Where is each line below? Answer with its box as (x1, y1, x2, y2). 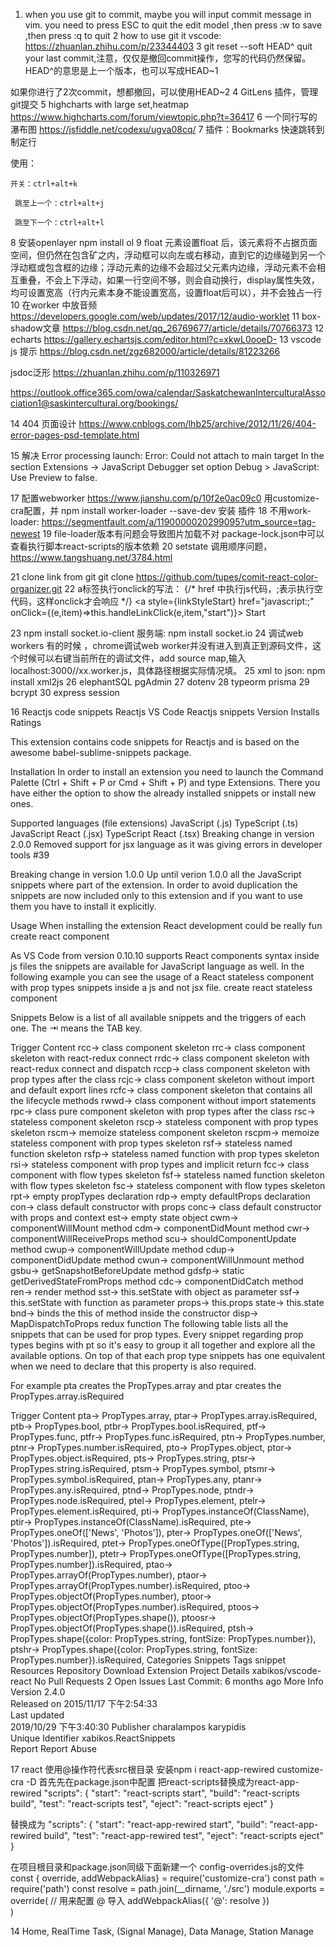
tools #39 (10, 849, 50, 861)
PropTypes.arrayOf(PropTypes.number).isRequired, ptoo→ (10, 1580, 252, 1591)
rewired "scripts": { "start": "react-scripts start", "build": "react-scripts (10, 1787, 300, 1799)
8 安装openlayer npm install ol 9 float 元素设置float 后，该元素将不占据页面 (10, 237, 318, 248)
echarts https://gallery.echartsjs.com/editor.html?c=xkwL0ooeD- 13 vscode (10, 334, 322, 345)
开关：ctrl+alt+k (10, 179, 78, 189)
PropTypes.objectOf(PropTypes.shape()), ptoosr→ (10, 1612, 217, 1623)
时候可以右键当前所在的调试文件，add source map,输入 (18, 652, 247, 664)
